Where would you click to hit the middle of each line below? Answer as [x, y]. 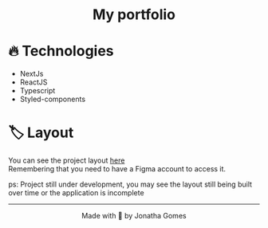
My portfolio [134, 15]
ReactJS [33, 82]
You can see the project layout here [67, 160]
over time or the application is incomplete [77, 193]
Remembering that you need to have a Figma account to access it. [117, 169]
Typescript [37, 91]
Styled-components [53, 99]
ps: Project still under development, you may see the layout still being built [130, 184]
